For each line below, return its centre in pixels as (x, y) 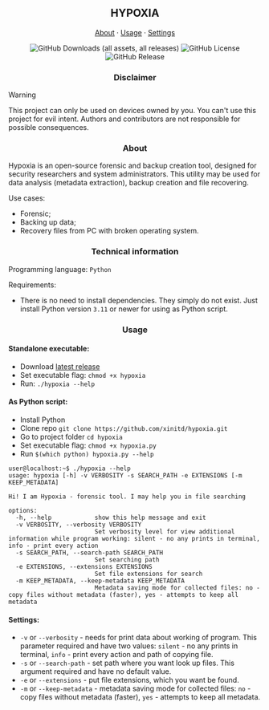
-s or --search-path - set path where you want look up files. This (127, 663)
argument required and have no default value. (96, 671)
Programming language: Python (60, 269)
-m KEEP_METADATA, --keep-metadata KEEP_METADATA (100, 581)
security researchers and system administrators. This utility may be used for (134, 174)
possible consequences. (49, 128)
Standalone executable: (49, 349)
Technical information (135, 252)
